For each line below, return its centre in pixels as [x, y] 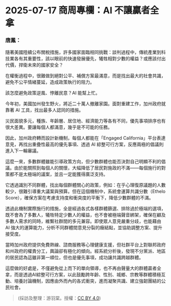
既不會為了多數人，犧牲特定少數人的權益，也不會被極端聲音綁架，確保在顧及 [85, 215]
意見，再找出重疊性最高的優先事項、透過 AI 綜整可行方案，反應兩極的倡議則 [84, 144]
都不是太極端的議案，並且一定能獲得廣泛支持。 [59, 174]
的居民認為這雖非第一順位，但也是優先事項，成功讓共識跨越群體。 [74, 258]
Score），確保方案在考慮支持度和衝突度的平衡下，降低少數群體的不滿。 [79, 198]
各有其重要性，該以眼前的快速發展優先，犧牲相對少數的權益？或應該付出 [90, 58]
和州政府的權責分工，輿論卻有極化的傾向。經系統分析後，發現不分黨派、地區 [85, 251]
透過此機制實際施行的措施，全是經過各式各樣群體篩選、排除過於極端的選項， [85, 208]
